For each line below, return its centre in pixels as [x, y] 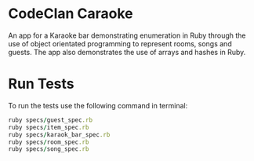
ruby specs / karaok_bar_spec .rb [59, 134]
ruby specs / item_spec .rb [49, 127]
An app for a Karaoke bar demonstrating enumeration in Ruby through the [127, 35]
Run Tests [41, 84]
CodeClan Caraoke [71, 14]
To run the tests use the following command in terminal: [98, 105]
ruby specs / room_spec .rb [49, 142]
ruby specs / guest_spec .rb [50, 120]
